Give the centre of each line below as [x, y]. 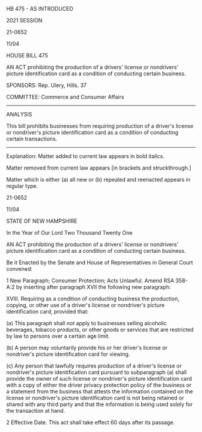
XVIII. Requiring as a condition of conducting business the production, [93, 299]
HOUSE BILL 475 [27, 56]
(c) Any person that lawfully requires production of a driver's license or [94, 366]
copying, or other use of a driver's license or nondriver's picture [86, 305]
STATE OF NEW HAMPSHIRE [42, 221]
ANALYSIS [19, 114]
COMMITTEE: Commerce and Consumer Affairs [65, 97]
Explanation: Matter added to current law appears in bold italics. [85, 156]
